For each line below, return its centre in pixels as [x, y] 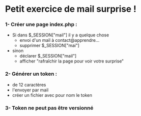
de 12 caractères [29, 85]
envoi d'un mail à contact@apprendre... [59, 40]
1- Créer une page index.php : [41, 25]
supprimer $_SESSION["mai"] [49, 46]
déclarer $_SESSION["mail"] [48, 56]
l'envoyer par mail [30, 90]
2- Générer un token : [31, 74]
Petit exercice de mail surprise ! [71, 9]
